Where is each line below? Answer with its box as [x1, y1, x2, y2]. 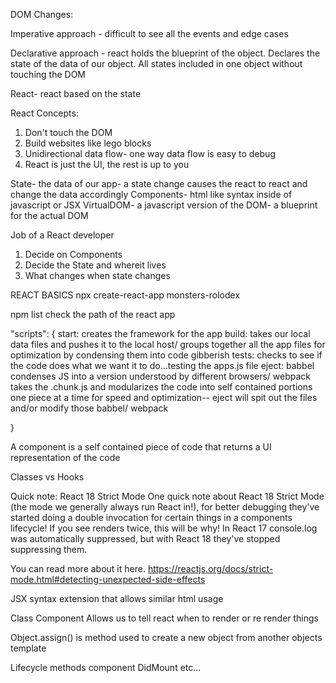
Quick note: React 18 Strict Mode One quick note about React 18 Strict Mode [10, 490, 325, 502]
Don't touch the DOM [24, 127, 113, 138]
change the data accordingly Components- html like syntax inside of [10, 189, 293, 200]
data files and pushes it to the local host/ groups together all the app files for [10, 339, 326, 350]
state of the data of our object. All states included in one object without [10, 58, 303, 69]
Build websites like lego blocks [24, 137, 152, 149]
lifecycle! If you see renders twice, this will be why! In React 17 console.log [10, 522, 318, 534]
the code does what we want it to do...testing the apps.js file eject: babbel [10, 360, 315, 371]
